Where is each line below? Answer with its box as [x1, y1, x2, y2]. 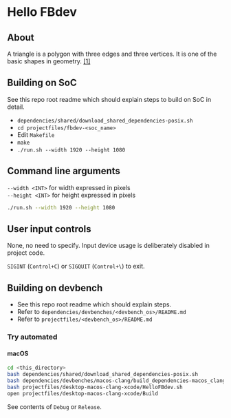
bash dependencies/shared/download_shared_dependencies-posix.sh [7, 371, 198, 378]
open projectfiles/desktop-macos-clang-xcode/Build [7, 390, 158, 397]
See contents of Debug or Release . [7, 402, 102, 410]
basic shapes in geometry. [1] [7, 57, 91, 65]
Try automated [7, 332, 58, 342]
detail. [7, 103, 25, 111]
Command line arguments [7, 165, 120, 177]
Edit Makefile [16, 130, 55, 138]
